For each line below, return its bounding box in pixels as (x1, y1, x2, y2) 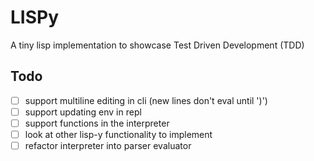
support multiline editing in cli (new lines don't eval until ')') (24, 94, 268, 106)
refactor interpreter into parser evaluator (24, 140, 192, 151)
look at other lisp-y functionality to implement (24, 128, 213, 140)
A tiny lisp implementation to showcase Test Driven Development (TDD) (10, 39, 305, 51)
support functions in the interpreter (24, 117, 170, 129)
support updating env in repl (24, 106, 142, 118)
